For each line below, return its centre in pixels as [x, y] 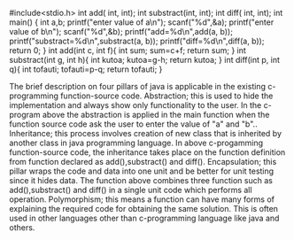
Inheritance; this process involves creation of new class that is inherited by [145, 133]
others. [22, 228]
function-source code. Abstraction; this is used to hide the [167, 96]
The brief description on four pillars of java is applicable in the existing [137, 86]
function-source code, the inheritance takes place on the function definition [147, 152]
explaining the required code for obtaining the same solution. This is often [144, 209]
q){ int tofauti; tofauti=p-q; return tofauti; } [86, 69]
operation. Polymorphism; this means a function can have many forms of [142, 199]
